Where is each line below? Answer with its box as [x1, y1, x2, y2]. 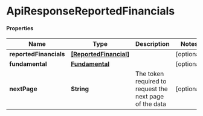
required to [135, 77, 167, 86]
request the [135, 85, 168, 93]
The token [135, 69, 164, 78]
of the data [135, 100, 166, 108]
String [70, 85, 89, 93]
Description [135, 40, 170, 48]
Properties [6, 24, 34, 31]
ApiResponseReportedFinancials [6, 4, 175, 18]
